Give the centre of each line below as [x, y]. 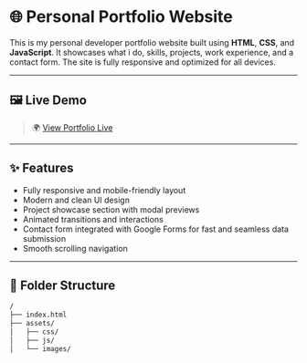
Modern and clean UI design [76, 200]
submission [44, 238]
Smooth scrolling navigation [75, 248]
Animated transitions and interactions [93, 219]
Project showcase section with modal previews [111, 209]
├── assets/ [32, 324]
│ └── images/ [40, 348]
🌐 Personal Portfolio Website [121, 17]
